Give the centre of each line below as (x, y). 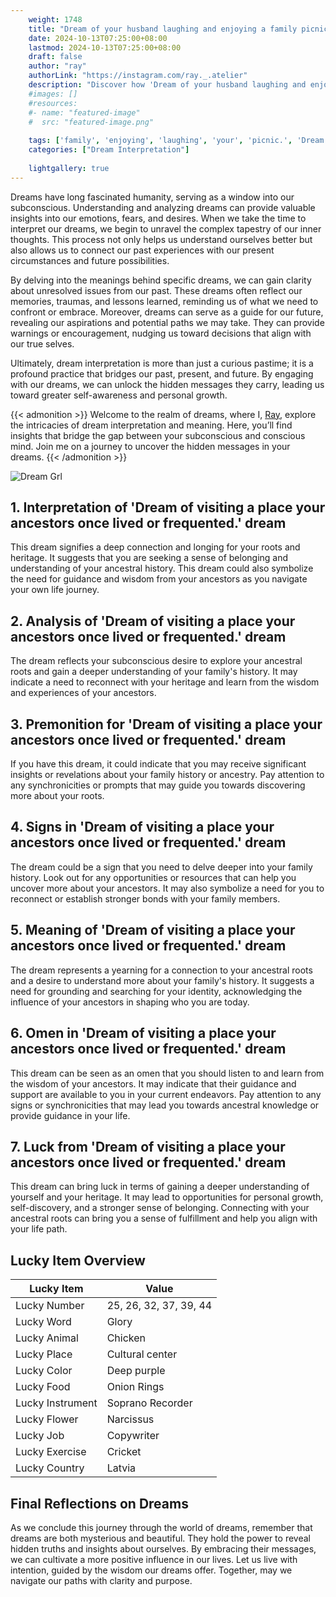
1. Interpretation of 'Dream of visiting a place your (168, 507)
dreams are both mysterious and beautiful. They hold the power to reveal (160, 1538)
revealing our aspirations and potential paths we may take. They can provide (167, 322)
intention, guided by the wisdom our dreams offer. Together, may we (151, 1570)
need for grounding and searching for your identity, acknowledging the (156, 991)
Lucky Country (50, 1468)
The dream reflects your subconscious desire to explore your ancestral (156, 661)
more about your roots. (57, 796)
